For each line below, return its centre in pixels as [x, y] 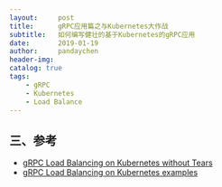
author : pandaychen [54, 51]
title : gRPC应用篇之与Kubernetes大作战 [89, 26]
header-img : [32, 60]
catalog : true [36, 69]
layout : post [42, 18]
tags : [19, 77]
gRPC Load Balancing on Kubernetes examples [110, 173]
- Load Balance [54, 102]
